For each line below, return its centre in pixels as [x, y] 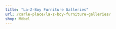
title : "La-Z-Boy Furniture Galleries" [47, 10]
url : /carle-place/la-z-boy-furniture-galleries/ [58, 14]
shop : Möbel [18, 19]
